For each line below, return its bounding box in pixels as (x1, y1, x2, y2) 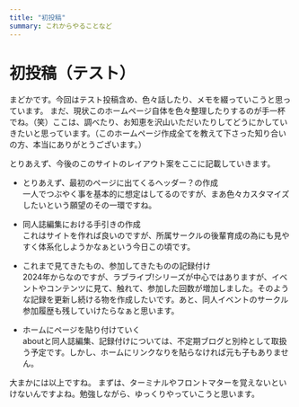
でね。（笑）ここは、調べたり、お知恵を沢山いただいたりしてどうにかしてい (9, 117, 288, 128)
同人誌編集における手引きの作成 (22, 219, 141, 230)
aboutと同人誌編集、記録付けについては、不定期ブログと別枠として (22, 336, 272, 347)
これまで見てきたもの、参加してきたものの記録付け (22, 261, 211, 271)
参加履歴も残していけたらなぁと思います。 (22, 305, 180, 316)
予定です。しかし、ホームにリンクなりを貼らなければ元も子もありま (30, 347, 281, 358)
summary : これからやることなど (9, 22, 113, 31)
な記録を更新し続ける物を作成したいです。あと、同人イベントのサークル (22, 294, 289, 305)
